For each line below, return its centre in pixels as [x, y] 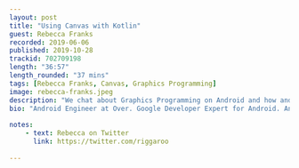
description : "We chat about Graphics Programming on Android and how [143, 100]
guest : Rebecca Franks [51, 34]
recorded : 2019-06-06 [49, 42]
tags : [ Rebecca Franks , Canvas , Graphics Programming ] [113, 84]
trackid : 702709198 [45, 59]
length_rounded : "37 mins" [59, 76]
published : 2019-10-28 [51, 51]
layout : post [33, 17]
